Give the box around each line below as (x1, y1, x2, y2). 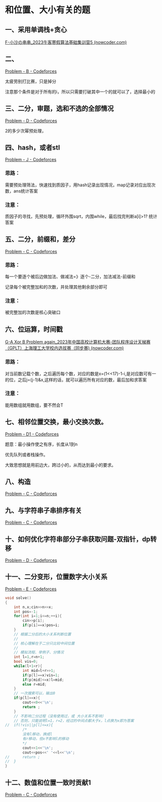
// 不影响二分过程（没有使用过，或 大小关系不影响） (14, 714, 106, 718)
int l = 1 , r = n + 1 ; (14, 654, 45, 660)
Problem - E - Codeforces (5, 586, 57, 592)
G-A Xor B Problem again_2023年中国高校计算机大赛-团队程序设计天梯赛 (5, 339, 151, 345)
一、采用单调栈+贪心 (5, 25, 67, 34)
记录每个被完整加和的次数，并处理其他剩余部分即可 (5, 284, 108, 290)
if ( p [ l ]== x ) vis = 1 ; (22, 672, 60, 677)
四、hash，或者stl (5, 144, 60, 152)
